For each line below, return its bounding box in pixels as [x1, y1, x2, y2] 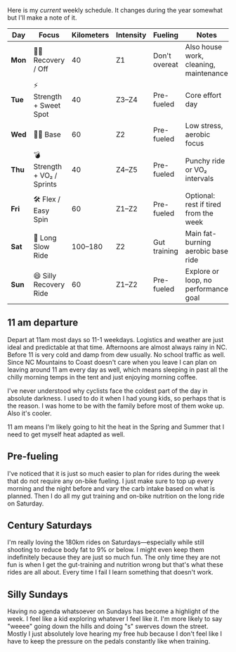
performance [185, 284, 228, 294]
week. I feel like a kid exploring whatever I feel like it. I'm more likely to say [7, 615, 223, 623]
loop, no [185, 275, 212, 284]
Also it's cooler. [7, 408, 53, 418]
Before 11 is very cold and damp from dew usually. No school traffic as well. [7, 350, 226, 358]
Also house [185, 42, 223, 51]
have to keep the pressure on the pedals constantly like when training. [7, 637, 211, 646]
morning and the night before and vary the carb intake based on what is [7, 484, 216, 492]
